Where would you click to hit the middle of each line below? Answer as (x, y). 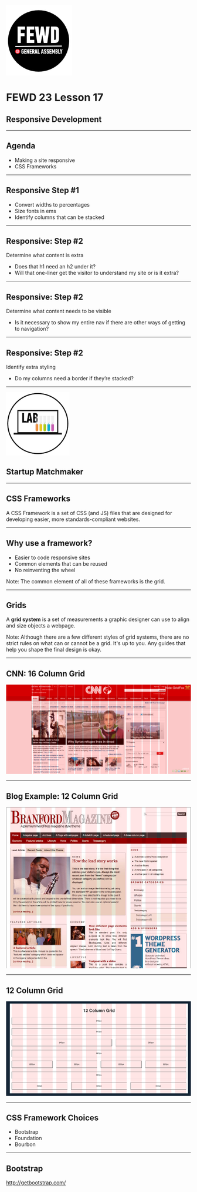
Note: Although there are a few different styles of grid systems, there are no (98, 637)
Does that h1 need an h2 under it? (55, 267)
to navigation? (31, 329)
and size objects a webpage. (41, 626)
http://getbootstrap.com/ (36, 1183)
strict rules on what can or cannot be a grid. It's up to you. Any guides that (96, 643)
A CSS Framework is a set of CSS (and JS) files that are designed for (89, 513)
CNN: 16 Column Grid (45, 674)
